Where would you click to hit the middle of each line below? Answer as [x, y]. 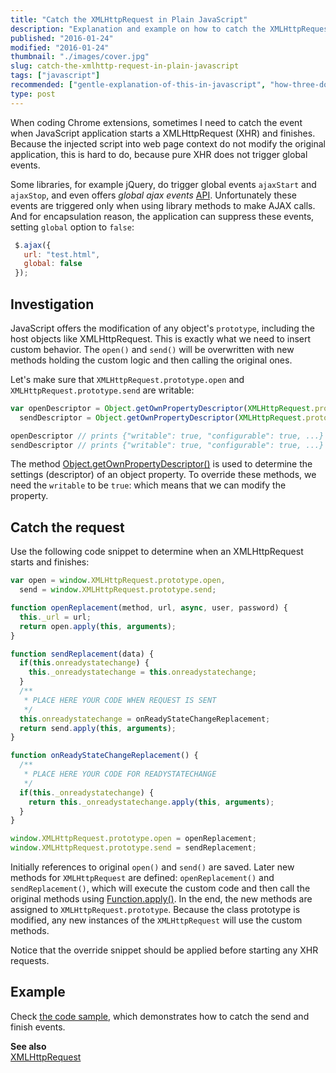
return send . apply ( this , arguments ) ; [98, 728]
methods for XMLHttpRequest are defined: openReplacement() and [142, 877]
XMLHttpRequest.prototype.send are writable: [102, 390]
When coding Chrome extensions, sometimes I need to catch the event [156, 122]
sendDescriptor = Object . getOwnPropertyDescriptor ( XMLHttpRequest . [163, 417]
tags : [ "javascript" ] [55, 76]
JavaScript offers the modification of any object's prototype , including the [162, 328]
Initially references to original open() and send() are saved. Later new [152, 867]
